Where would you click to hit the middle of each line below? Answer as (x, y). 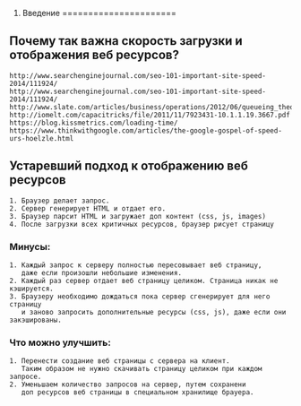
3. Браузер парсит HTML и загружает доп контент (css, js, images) (138, 216)
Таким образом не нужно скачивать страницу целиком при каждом (142, 369)
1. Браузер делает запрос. (60, 201)
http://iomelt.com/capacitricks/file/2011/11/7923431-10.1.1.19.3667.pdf (150, 115)
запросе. (26, 377)
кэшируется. (31, 289)
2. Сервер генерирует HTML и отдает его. (88, 208)
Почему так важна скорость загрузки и (126, 41)
